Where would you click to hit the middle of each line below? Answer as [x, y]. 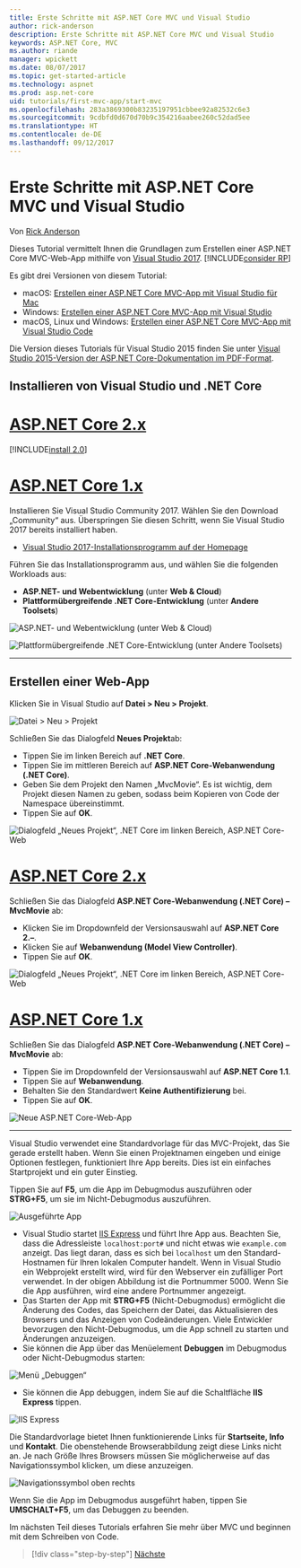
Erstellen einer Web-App [80, 682]
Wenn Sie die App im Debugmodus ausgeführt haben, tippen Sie [129, 1500]
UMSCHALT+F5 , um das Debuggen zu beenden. [99, 1510]
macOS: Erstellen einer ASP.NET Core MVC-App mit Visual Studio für [150, 293]
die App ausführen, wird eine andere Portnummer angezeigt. [134, 1291]
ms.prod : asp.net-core [52, 92]
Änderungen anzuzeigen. [69, 1338]
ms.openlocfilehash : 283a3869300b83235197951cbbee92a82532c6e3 [130, 109]
